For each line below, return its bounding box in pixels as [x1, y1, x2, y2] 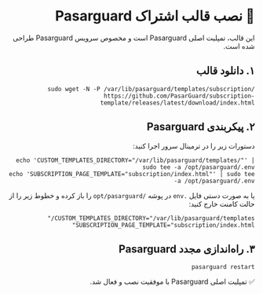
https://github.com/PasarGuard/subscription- [104, 92, 255, 100]
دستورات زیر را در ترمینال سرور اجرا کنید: [132, 141, 255, 150]
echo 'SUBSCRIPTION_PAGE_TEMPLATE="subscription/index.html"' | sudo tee [8, 170, 255, 178]
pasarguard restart [191, 263, 255, 271]
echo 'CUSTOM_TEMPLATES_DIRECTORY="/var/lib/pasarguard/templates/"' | [16, 156, 255, 164]
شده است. [223, 41, 255, 50]
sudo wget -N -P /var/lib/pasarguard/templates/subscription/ [47, 85, 255, 93]
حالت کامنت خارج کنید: [188, 199, 255, 208]
